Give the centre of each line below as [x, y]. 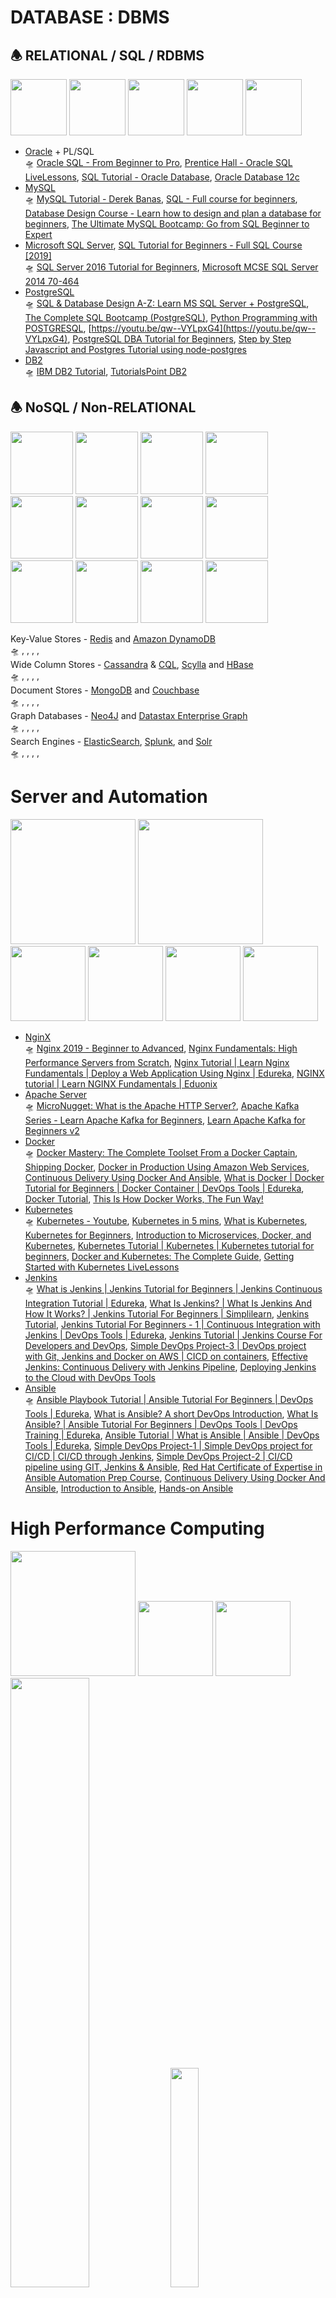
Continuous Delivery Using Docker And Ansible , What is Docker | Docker [174, 1177]
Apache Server [56, 1094]
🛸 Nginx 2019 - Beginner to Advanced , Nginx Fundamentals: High [161, 1048]
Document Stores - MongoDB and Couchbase [105, 690]
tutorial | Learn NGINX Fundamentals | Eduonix [121, 1083]
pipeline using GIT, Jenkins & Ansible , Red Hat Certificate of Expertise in [173, 1467]
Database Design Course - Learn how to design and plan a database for [173, 213]
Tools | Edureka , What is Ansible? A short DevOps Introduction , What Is [171, 1413]
